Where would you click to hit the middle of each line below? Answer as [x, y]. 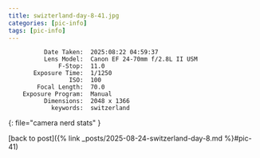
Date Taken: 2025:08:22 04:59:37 [101, 53]
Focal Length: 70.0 [71, 87]
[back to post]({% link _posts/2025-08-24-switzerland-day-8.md [116, 138]
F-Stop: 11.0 [82, 66]
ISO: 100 [85, 81]
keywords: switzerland [90, 109]
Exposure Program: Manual [67, 94]
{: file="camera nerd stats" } [55, 123]
